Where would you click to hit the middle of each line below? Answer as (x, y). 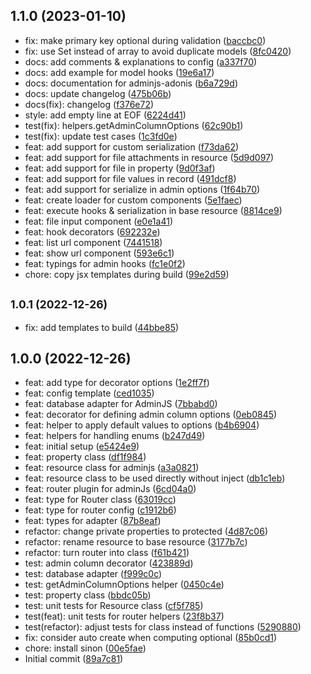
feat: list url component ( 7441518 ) (93, 242)
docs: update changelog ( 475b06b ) (98, 93)
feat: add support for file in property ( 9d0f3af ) (120, 168)
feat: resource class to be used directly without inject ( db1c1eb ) (155, 478)
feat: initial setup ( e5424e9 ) (82, 446)
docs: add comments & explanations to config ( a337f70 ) (141, 61)
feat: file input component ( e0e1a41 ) (98, 221)
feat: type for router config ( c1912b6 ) (100, 510)
